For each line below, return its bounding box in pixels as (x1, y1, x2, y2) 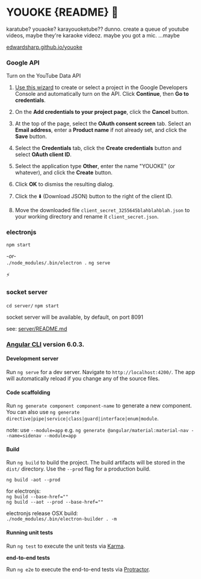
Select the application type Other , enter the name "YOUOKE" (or (14, 163, 176, 170)
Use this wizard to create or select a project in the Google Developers (14, 84, 188, 91)
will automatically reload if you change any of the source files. (6, 375, 160, 382)
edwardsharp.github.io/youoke (6, 43, 83, 51)
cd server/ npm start (6, 302, 59, 309)
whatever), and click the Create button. (14, 169, 113, 177)
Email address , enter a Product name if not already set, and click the (14, 127, 187, 134)
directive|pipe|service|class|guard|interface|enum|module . (6, 415, 159, 422)
